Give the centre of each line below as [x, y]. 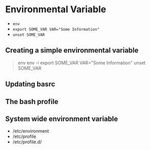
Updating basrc [30, 84]
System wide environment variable [62, 119]
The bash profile [32, 101]
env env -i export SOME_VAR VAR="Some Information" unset [82, 63]
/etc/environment [31, 131]
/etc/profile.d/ [27, 142]
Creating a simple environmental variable [72, 50]
